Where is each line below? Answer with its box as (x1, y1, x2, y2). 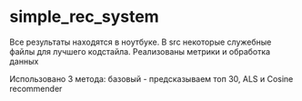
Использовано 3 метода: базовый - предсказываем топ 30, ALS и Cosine (9, 73, 294, 84)
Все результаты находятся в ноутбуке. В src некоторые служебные (9, 36, 272, 47)
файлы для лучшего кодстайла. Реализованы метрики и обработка (9, 45, 271, 56)
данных (9, 56, 39, 66)
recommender (9, 83, 63, 94)
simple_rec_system (9, 6, 159, 27)
